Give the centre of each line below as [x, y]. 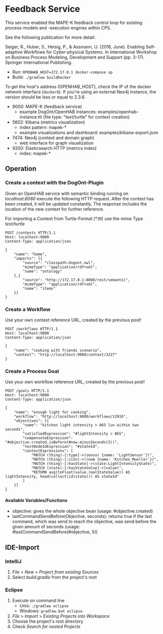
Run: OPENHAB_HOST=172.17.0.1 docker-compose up [62, 72]
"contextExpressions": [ [48, 451]
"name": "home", [31, 254]
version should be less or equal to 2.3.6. [45, 97]
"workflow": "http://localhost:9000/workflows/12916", [71, 417]
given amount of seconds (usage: [46, 527]
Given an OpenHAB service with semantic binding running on [67, 193]
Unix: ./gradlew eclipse [44, 606]
